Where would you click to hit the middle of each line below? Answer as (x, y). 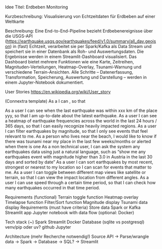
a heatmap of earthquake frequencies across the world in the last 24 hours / (81, 121)
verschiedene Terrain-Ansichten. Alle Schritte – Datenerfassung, (69, 72)
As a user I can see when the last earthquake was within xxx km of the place (81, 110)
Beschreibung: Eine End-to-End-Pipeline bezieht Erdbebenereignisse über (79, 31)
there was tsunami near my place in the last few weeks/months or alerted (78, 141)
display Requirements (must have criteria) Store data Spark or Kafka (73, 207)
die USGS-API (19, 36)
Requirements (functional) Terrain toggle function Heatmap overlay (72, 197)
